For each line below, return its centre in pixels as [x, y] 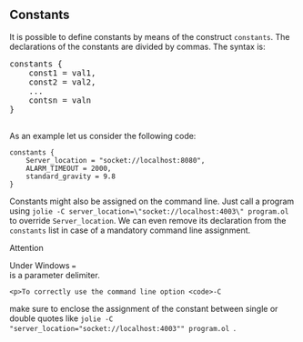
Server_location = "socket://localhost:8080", [116, 160]
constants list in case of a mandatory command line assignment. [130, 230]
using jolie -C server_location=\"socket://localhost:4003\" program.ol [149, 211]
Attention [26, 247]
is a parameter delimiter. [55, 275]
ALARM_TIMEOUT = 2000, [69, 168]
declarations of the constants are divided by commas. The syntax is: [137, 46]
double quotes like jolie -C [61, 318]
